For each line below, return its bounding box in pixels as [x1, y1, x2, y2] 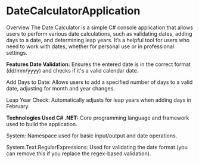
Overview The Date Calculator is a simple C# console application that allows [6, 24, 194, 31]
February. [6, 102, 30, 109]
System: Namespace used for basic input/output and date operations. [6, 132, 178, 139]
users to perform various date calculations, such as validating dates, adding [6, 30, 192, 37]
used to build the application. [6, 120, 77, 127]
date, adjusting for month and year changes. [6, 84, 115, 92]
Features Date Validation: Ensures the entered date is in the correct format [6, 61, 191, 68]
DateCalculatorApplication [6, 4, 141, 18]
